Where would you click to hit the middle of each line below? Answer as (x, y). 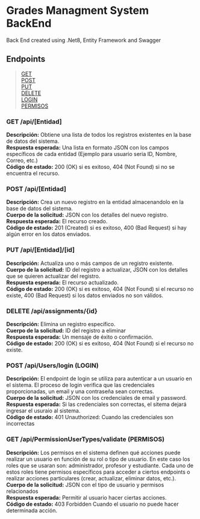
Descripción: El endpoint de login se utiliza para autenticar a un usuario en (99, 379)
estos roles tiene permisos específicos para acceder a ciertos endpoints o (98, 472)
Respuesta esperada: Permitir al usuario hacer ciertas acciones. (86, 497)
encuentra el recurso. (33, 174)
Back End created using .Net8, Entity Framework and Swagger (84, 40)
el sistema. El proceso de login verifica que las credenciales (80, 385)
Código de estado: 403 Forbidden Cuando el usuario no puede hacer (92, 504)
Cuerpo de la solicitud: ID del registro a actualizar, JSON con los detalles (97, 269)
